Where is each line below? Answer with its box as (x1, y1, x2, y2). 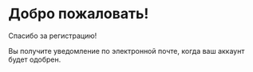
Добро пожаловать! (8, 5, 149, 23)
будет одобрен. (8, 55, 61, 64)
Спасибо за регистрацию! (8, 31, 97, 40)
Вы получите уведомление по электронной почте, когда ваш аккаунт (8, 46, 245, 55)
